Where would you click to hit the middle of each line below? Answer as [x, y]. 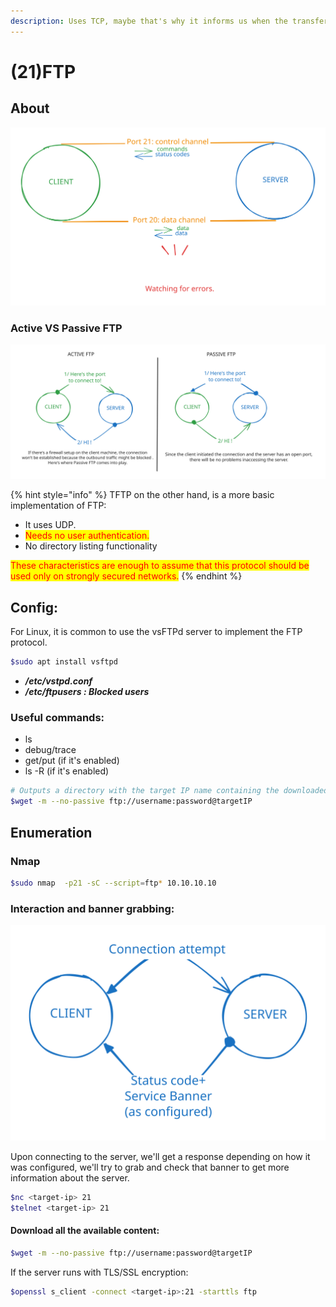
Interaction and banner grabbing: [92, 908]
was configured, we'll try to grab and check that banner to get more [150, 1167]
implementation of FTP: [58, 506]
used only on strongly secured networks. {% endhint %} [126, 576]
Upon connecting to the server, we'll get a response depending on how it [160, 1156]
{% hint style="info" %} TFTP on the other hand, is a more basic [142, 495]
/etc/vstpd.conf [58, 681]
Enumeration [51, 832]
